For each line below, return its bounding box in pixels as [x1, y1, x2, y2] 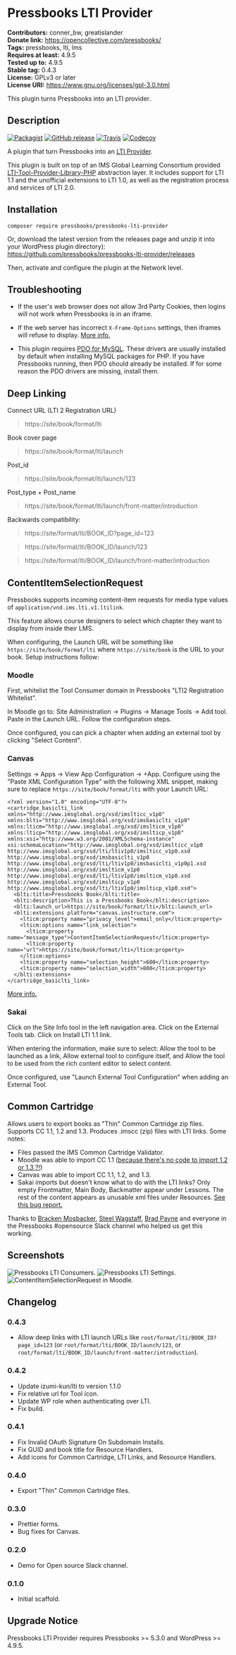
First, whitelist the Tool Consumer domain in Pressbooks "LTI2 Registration [7, 686, 224, 695]
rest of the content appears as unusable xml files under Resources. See [17, 1193, 225, 1201]
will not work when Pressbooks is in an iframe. [17, 310, 153, 318]
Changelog [7, 1296, 57, 1308]
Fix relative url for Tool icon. [17, 1389, 99, 1398]
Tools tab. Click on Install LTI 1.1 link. [7, 1030, 112, 1039]
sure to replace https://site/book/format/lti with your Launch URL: [7, 784, 209, 793]
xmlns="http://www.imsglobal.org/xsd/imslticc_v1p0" [7, 810, 166, 818]
